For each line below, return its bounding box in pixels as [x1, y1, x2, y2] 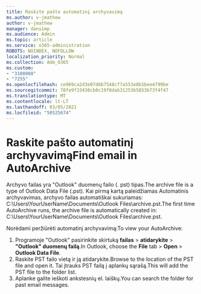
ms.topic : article [6, 37, 53, 43]
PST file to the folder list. [14, 269, 77, 276]
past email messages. [14, 281, 69, 289]
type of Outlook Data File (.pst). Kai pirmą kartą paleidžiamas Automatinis [6, 187, 189, 195]
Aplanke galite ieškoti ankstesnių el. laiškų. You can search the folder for [14, 275, 194, 282]
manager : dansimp [6, 25, 50, 32]
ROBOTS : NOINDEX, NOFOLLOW [6, 48, 74, 54]
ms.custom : [6, 64, 34, 71]
